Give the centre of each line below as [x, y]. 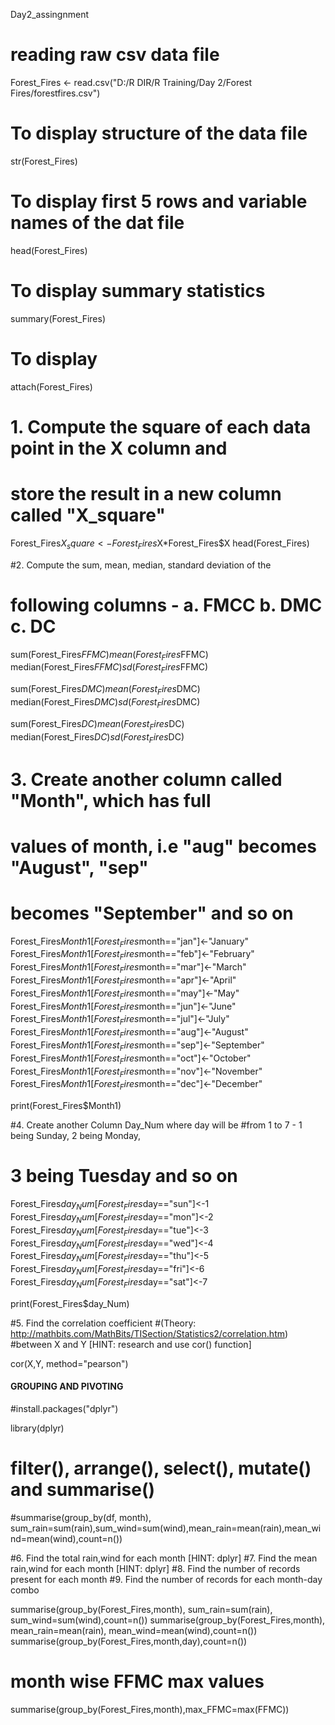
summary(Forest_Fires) [58, 318]
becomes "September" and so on [152, 913]
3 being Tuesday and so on [124, 1176]
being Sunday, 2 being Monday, [76, 1136]
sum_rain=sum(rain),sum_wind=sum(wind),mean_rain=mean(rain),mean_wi [166, 1528]
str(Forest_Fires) [44, 161]
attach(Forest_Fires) [51, 386]
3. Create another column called [146, 779]
